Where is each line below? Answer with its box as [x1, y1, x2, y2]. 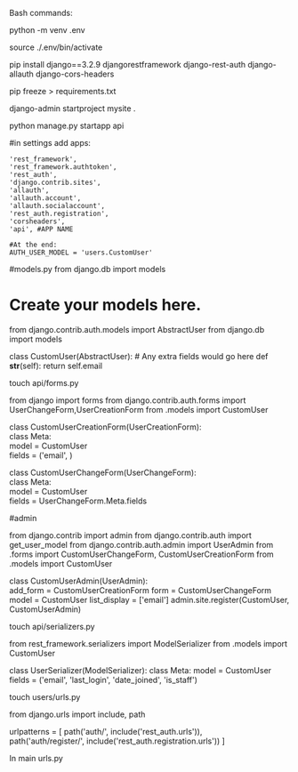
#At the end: [9, 240, 58, 249]
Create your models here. [9, 295, 202, 315]
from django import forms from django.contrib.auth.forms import [9, 395, 246, 406]
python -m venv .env [9, 25, 86, 35]
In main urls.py [9, 752, 64, 763]
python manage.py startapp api [9, 120, 125, 131]
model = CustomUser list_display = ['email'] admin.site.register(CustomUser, [9, 594, 290, 605]
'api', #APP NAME [9, 225, 74, 234]
